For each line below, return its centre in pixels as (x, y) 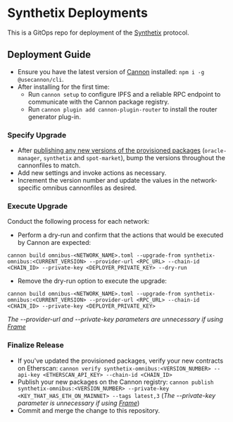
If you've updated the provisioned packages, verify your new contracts (120, 361)
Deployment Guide (49, 55)
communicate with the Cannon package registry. (99, 102)
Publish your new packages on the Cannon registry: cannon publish (115, 382)
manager (29, 159)
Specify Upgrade (37, 135)
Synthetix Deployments (77, 13)
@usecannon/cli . (41, 79)
